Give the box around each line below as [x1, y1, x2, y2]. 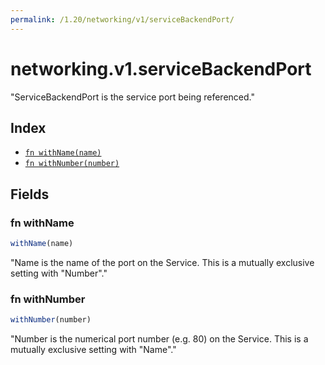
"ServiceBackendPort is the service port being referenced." [10, 91, 255, 103]
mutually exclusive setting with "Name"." [10, 344, 177, 356]
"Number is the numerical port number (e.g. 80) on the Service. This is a [10, 333, 309, 345]
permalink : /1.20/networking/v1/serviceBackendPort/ [10, 14, 235, 25]
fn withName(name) [24, 148, 102, 158]
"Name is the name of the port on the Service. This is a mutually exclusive [10, 256, 315, 268]
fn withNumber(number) [24, 159, 120, 169]
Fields [10, 186, 50, 203]
